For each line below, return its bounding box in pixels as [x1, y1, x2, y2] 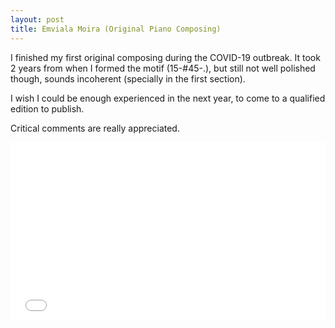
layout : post [10, 14, 65, 25]
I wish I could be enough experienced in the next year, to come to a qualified [10, 92, 326, 104]
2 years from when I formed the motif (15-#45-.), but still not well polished [10, 62, 316, 74]
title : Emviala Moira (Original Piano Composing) [10, 24, 222, 34]
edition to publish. [10, 102, 85, 115]
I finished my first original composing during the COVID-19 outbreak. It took [10, 51, 321, 63]
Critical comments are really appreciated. [10, 122, 180, 134]
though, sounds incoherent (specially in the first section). [10, 72, 246, 85]
